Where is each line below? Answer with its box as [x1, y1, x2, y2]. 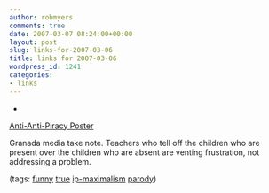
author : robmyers [9, 12, 74, 22]
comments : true [9, 21, 66, 30]
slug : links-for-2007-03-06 [9, 46, 114, 55]
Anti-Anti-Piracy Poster [9, 120, 94, 131]
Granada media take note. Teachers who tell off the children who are [9, 137, 260, 148]
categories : [9, 71, 53, 80]
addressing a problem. [9, 156, 91, 166]
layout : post [9, 37, 58, 47]
